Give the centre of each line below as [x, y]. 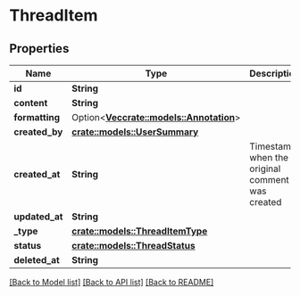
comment [270, 180]
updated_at [38, 217]
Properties [39, 49]
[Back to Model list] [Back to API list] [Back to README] [112, 282]
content [31, 103]
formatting [37, 117]
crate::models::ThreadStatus [133, 246]
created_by [38, 132]
